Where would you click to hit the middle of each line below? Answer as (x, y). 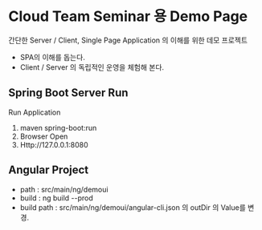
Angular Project (49, 170)
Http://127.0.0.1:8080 (54, 144)
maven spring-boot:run (58, 127)
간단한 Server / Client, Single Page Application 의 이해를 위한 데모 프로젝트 (128, 40)
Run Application (35, 112)
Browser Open (44, 136)
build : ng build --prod (57, 198)
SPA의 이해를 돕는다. (53, 57)
